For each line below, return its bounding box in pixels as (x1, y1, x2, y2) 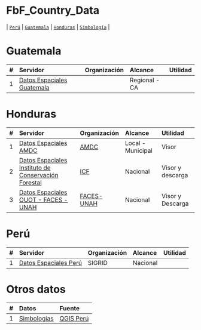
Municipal (124, 146, 153, 155)
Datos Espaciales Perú (19, 258, 83, 267)
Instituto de (19, 164, 51, 172)
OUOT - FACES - (19, 195, 68, 203)
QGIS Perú (59, 314, 89, 322)
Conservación (19, 171, 59, 179)
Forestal (19, 178, 42, 187)
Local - (124, 138, 147, 147)
